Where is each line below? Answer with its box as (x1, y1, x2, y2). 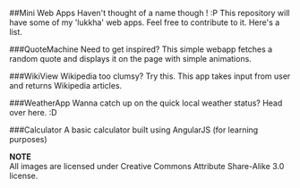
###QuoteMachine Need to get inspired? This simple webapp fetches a (9, 44, 273, 55)
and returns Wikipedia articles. (9, 81, 123, 90)
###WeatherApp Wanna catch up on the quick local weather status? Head (9, 98, 283, 108)
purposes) (9, 134, 47, 144)
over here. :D (9, 107, 57, 117)
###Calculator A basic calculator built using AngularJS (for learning (9, 124, 259, 135)
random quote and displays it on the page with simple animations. (9, 54, 253, 64)
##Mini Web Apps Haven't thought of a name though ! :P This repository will (9, 8, 290, 18)
